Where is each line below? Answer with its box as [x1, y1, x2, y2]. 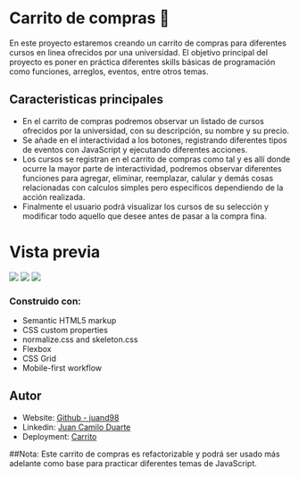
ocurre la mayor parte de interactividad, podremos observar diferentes [21, 163, 283, 173]
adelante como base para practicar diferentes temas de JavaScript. [9, 457, 257, 468]
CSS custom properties [21, 324, 109, 335]
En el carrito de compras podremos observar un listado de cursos [21, 115, 265, 126]
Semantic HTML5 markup [21, 314, 117, 325]
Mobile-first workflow [21, 362, 103, 373]
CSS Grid [21, 353, 56, 364]
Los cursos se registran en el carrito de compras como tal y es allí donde [21, 154, 291, 164]
